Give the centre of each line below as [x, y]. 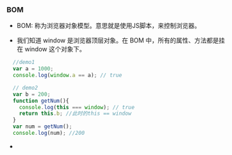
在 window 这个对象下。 [51, 49]
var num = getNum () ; [42, 127]
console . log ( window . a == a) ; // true [68, 75]
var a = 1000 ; [33, 69]
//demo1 [24, 63]
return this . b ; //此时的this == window [75, 114]
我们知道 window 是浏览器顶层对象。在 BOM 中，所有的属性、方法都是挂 [121, 40]
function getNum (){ [41, 101]
